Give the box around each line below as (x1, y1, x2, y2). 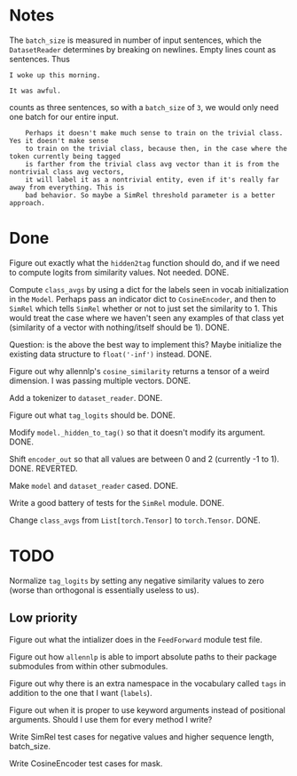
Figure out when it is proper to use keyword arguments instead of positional (9, 704, 285, 716)
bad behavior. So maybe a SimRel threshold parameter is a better (25, 190, 276, 200)
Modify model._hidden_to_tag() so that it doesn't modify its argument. (9, 427, 266, 437)
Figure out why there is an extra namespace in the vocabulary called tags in (9, 677, 286, 689)
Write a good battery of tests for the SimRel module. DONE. (9, 497, 224, 508)
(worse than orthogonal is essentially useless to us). (9, 584, 199, 596)
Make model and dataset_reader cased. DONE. (9, 480, 179, 491)
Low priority (9, 611, 78, 626)
